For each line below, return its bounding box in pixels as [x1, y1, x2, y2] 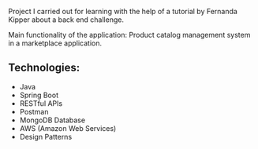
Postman [19, 107, 49, 116]
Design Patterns [19, 132, 73, 141]
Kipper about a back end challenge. [8, 15, 125, 24]
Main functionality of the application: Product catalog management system [8, 31, 251, 39]
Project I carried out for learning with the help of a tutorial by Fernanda [8, 7, 238, 16]
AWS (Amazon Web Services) [19, 123, 117, 133]
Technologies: [8, 61, 80, 74]
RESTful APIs [19, 98, 63, 108]
